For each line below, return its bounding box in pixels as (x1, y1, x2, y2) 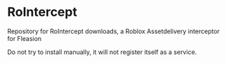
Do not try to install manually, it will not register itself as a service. (7, 48, 197, 56)
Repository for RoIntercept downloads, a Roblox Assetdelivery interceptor (7, 27, 220, 35)
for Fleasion (7, 34, 42, 42)
